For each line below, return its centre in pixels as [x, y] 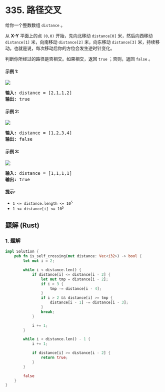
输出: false [19, 139]
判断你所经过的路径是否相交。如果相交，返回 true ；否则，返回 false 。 [79, 59]
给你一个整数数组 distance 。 [35, 25]
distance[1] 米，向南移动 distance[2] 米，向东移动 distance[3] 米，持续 [80, 42]
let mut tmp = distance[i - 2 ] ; [74, 279]
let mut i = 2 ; [39, 261]
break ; [48, 312]
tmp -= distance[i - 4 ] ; [75, 288]
